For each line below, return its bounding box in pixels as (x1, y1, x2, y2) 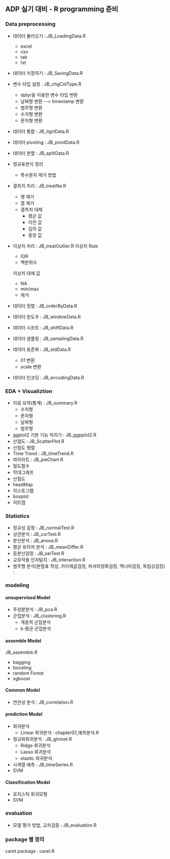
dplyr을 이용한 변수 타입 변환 (20, 92, 78, 98)
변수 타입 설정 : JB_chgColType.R (12, 81, 82, 87)
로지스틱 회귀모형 (12, 791, 48, 798)
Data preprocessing (5, 20, 56, 28)
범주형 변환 (20, 104, 42, 111)
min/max (20, 286, 39, 292)
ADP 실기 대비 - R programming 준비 (5, 5, 119, 14)
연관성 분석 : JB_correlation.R (12, 699, 73, 705)
